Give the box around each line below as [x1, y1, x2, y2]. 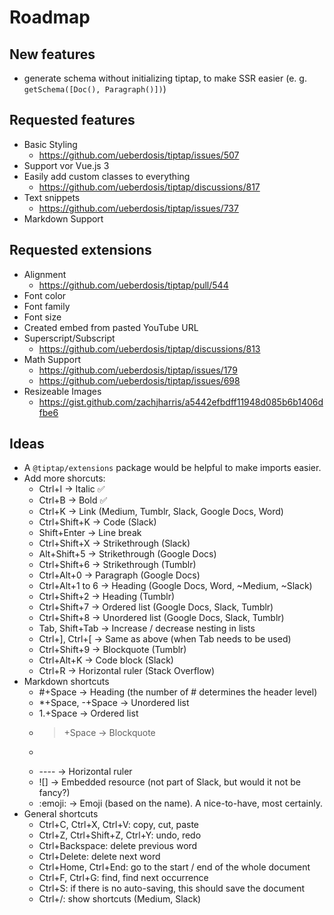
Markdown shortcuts [23, 676, 110, 688]
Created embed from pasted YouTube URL [23, 321, 199, 333]
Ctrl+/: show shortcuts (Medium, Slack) [38, 893, 202, 905]
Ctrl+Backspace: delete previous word [38, 840, 198, 852]
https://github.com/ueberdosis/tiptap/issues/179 [38, 364, 238, 376]
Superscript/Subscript [23, 332, 116, 344]
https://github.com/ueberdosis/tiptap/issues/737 [38, 202, 239, 214]
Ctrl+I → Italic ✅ [38, 483, 106, 495]
